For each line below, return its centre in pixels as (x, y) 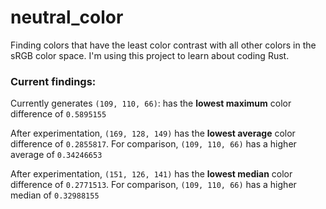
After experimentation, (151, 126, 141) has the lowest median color (151, 174)
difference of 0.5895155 (58, 114)
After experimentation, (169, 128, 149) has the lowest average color (153, 133)
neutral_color (67, 17)
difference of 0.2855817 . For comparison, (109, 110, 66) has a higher (153, 144)
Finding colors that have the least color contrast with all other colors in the (163, 45)
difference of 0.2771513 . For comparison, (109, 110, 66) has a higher (153, 185)
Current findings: (53, 81)
